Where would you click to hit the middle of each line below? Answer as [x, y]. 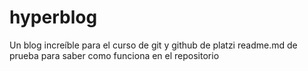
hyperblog [53, 17]
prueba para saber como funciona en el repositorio [114, 55]
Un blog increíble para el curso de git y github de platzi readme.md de [153, 45]
